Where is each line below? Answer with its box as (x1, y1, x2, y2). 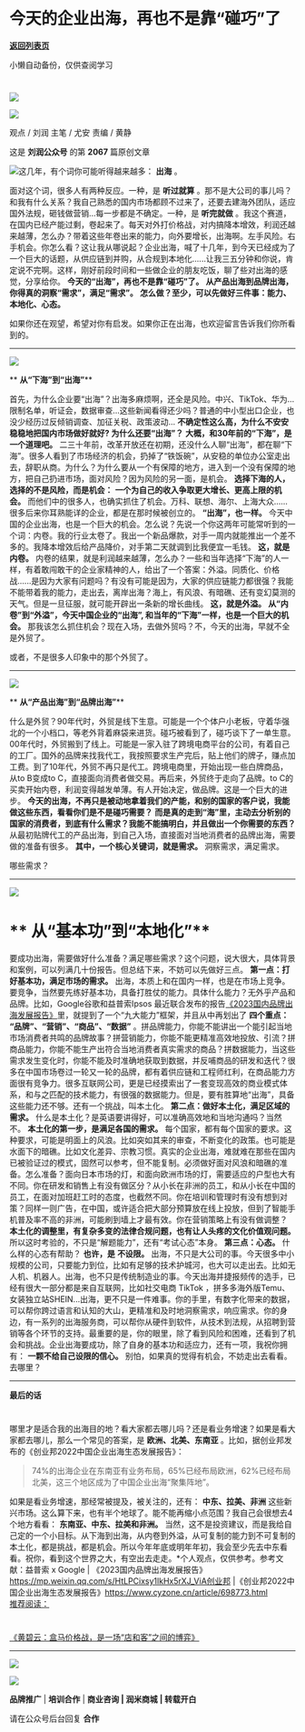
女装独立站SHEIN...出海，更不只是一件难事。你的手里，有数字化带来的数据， (9, 1294, 295, 1305)
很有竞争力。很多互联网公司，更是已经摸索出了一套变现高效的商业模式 (16, 1078, 280, 1089)
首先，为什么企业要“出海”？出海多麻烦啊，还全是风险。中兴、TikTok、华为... (9, 394, 295, 405)
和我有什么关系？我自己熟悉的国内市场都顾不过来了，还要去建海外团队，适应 (9, 196, 296, 207)
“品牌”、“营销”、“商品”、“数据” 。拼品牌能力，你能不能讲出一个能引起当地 (9, 1021, 292, 1032)
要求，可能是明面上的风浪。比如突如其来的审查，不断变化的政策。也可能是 (16, 1135, 296, 1146)
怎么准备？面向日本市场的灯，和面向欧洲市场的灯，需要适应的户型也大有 (25, 1169, 296, 1180)
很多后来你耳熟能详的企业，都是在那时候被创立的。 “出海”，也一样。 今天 (9, 507, 285, 518)
